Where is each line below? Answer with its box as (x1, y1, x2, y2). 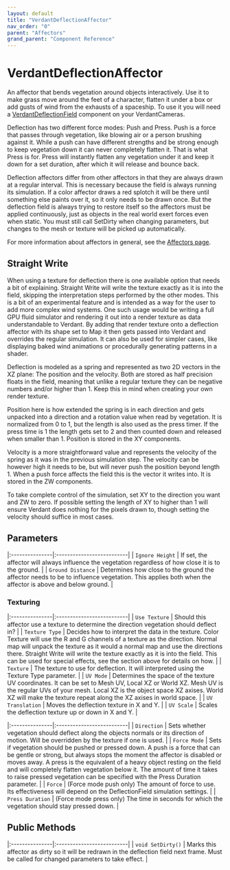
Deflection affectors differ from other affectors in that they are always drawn (7, 174, 223, 182)
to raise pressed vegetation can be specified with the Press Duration (7, 772, 201, 780)
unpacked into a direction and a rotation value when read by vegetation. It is (7, 413, 222, 421)
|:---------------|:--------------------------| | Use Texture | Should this (7, 612, 207, 621)
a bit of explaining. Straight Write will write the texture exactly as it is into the (7, 283, 224, 291)
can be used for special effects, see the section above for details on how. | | (7, 656, 222, 665)
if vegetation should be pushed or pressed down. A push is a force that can (7, 743, 220, 752)
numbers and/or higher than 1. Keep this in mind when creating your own (7, 384, 213, 393)
